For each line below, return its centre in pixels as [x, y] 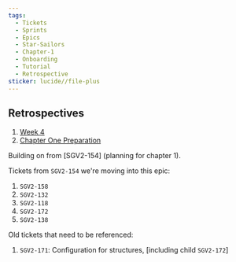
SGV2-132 [34, 195]
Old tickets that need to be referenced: [71, 235]
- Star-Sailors [40, 45]
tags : [17, 15]
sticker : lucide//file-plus [54, 81]
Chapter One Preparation [60, 140]
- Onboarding [37, 60]
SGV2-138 [34, 220]
